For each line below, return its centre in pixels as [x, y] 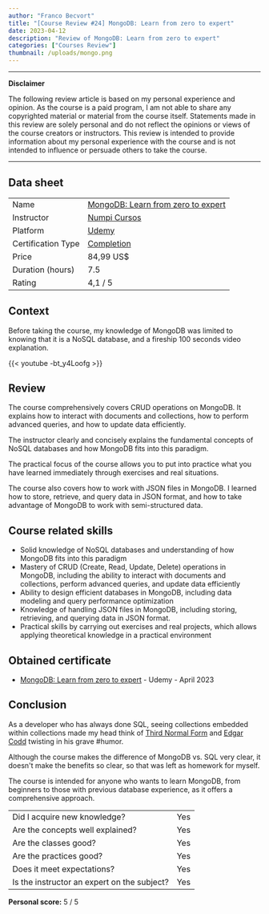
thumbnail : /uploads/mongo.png [60, 53]
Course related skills [61, 530]
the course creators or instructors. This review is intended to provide [121, 133]
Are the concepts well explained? [75, 830]
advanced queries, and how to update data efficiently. [97, 425]
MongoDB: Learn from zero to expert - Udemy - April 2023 [117, 680]
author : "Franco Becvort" [51, 16]
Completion [109, 243]
